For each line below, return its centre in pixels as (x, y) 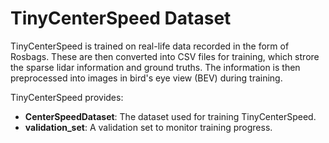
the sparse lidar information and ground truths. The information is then (155, 67)
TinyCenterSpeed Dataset (121, 18)
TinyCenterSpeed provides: (67, 97)
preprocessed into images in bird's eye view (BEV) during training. (146, 78)
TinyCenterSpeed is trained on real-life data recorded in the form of (150, 46)
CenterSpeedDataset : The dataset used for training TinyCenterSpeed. (170, 116)
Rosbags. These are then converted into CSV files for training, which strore (165, 56)
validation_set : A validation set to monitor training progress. (148, 127)
